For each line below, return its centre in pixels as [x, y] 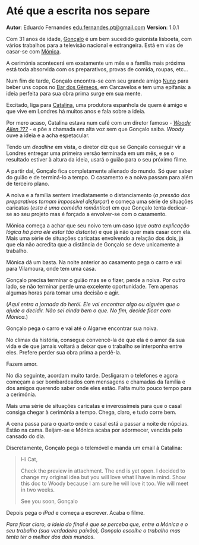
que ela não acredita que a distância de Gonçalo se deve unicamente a [93, 244]
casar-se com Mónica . [34, 51]
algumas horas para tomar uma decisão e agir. [63, 293]
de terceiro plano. [28, 183]
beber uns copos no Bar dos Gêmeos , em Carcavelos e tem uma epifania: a [99, 87]
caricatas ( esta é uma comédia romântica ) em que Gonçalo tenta [86, 207]
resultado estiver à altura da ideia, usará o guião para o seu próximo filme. [97, 159]
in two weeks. [38, 489]
